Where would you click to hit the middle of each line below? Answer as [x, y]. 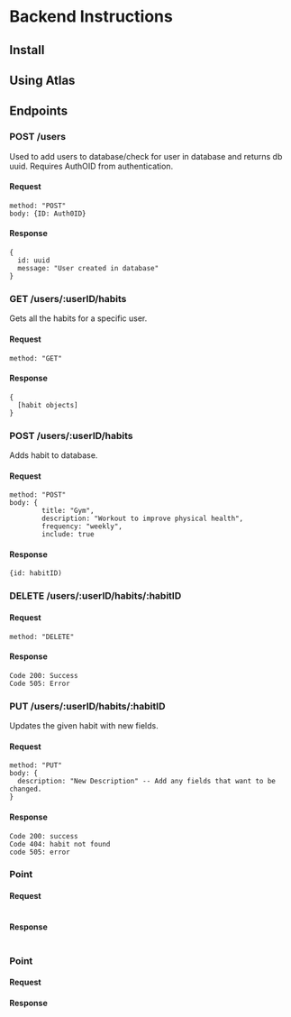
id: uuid [34, 261]
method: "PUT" [36, 765]
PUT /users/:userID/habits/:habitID [87, 706]
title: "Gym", [68, 511]
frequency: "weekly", [82, 527]
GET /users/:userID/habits [68, 298]
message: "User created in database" [88, 269]
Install [27, 50]
